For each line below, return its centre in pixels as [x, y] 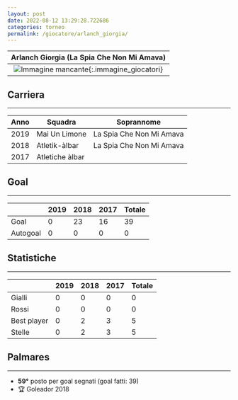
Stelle [20, 332]
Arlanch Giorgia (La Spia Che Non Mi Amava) [89, 57]
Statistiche [32, 258]
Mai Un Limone [62, 134]
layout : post [27, 14]
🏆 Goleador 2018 [43, 389]
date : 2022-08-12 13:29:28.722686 [58, 21]
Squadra [62, 122]
